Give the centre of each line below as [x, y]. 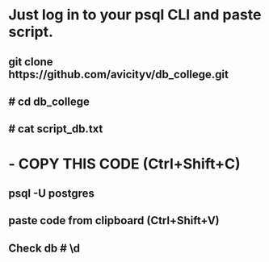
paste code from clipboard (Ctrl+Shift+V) [114, 220]
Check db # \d [44, 248]
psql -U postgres [52, 193]
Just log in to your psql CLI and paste [135, 15]
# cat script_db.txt [56, 129]
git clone [31, 62]
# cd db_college [49, 101]
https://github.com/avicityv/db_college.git [118, 74]
